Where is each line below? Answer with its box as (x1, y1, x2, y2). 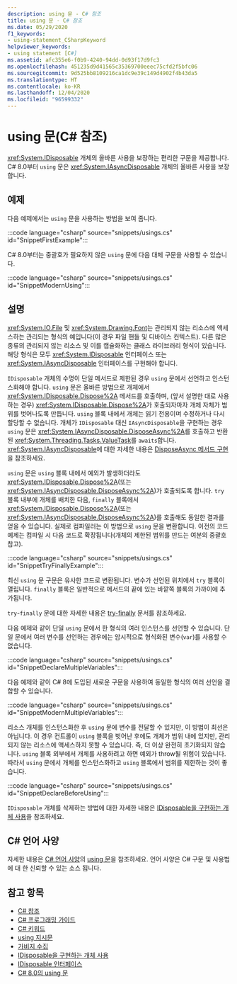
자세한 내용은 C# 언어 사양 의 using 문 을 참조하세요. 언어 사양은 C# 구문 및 (7, 855, 212, 864)
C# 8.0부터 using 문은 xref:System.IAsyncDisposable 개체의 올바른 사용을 (7, 162, 217, 171)
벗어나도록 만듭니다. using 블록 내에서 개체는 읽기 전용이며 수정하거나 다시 (20, 409, 225, 418)
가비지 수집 (17, 942, 49, 951)
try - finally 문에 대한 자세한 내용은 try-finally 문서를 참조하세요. (7, 609, 187, 617)
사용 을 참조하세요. (14, 812, 64, 820)
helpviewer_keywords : (7, 43, 71, 50)
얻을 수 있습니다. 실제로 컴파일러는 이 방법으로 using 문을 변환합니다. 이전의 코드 (7, 521, 229, 530)
